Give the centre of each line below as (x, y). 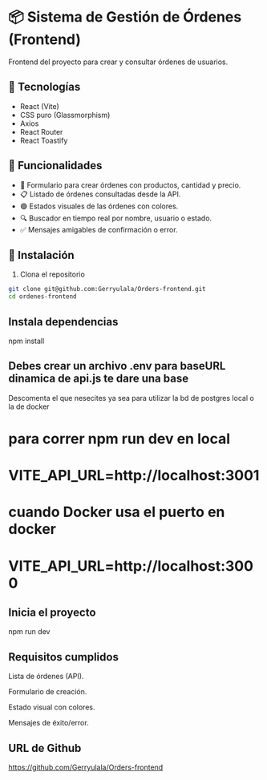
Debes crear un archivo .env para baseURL (117, 366)
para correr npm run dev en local (119, 438)
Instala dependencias (63, 322)
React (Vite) (40, 106)
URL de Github (45, 748)
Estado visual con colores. (52, 707)
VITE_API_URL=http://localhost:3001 (134, 476)
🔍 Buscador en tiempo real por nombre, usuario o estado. (116, 218)
